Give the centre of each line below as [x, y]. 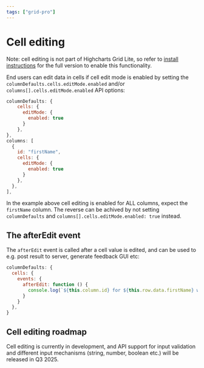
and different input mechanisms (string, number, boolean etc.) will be [93, 353]
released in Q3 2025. [32, 359]
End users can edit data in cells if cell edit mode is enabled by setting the [98, 77]
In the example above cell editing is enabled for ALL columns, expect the [97, 203]
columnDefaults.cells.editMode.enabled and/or [66, 83]
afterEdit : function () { [55, 284]
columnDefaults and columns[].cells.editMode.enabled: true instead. [94, 216]
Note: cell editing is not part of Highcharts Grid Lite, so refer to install [93, 59]
